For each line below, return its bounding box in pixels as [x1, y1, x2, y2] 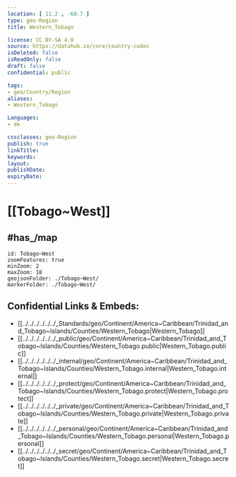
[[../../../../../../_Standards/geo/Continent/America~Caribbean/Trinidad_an [17, 319, 229, 327]
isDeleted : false [7, 49, 58, 57]
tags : [7, 82, 23, 89]
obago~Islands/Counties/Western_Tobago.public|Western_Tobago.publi [17, 341, 227, 350]
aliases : [7, 95, 33, 102]
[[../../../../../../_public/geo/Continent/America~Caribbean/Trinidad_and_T [17, 334, 228, 343]
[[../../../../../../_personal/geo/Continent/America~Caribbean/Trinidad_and [17, 424, 228, 432]
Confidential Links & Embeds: [7, 300, 139, 312]
